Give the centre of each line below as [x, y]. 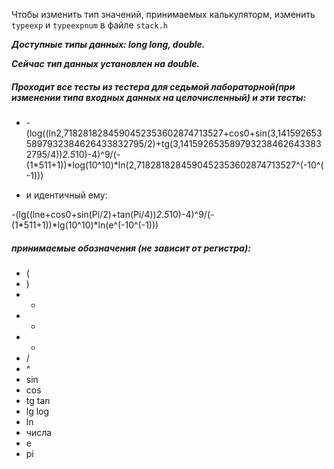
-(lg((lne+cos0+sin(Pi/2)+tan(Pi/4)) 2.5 [90, 214]
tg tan [38, 400]
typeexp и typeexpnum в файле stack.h [89, 25]
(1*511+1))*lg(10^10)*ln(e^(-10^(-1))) [85, 225]
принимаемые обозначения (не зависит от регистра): [131, 248]
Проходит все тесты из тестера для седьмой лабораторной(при [153, 86]
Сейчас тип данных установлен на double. [106, 63]
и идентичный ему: [66, 195]
